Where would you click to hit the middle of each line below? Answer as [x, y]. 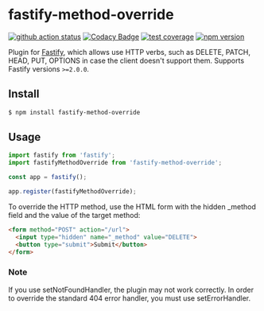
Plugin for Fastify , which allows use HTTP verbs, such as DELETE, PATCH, [129, 52]
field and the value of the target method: [74, 215]
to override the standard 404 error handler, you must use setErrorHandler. [130, 298]
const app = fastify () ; [48, 177]
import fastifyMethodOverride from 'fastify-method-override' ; [115, 163]
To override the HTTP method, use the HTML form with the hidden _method [132, 206]
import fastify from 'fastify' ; [62, 155]
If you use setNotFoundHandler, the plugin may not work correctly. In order [131, 290]
